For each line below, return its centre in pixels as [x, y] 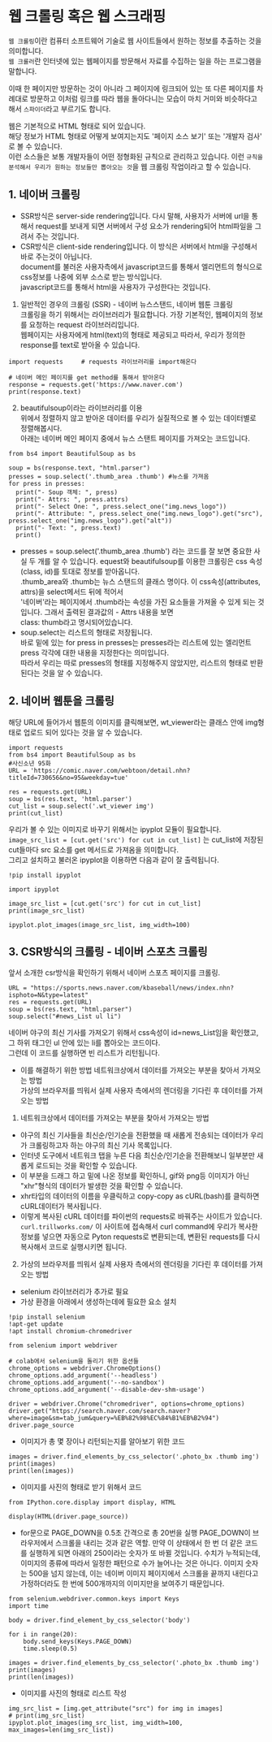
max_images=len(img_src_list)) [61, 1730]
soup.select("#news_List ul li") [65, 1016]
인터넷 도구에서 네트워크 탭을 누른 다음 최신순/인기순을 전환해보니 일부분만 [138, 1155]
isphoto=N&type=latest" [49, 995]
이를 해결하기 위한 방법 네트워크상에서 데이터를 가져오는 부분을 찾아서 [130, 1070]
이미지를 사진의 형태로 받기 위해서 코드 [81, 1487]
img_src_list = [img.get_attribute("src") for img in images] [116, 1709]
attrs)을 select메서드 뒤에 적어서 [71, 591]
